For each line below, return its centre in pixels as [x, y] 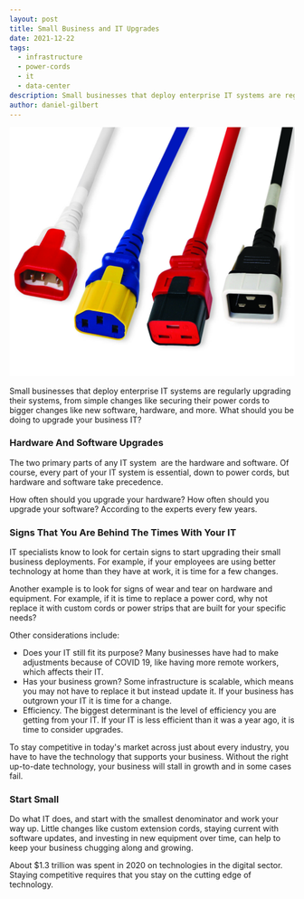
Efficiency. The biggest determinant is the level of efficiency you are [149, 711]
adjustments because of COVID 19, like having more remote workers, [151, 662]
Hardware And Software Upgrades [87, 443]
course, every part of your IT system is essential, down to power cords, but [149, 472]
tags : [19, 48]
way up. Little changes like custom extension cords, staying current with [144, 828]
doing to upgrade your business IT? [76, 420]
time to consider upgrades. [73, 730]
